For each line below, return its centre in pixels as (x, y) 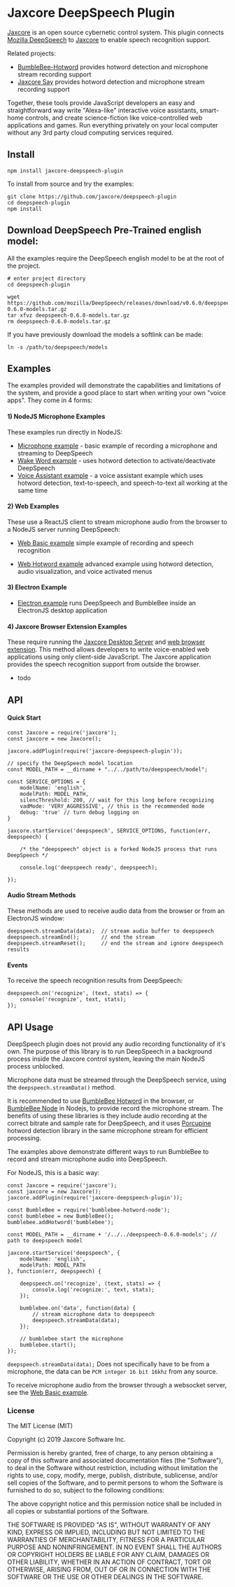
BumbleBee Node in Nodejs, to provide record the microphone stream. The (115, 1108)
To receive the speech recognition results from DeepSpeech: (95, 981)
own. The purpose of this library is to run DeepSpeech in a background (109, 1051)
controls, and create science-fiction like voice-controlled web (114, 118)
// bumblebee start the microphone (72, 1339)
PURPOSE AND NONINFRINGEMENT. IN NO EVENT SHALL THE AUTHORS (115, 1547)
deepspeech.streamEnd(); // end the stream (81, 937)
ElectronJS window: (36, 918)
